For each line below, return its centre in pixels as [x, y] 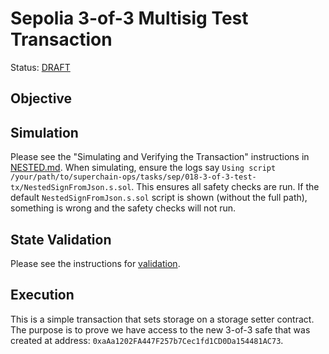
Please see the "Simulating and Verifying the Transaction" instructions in [160, 157]
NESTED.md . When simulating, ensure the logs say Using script [143, 168]
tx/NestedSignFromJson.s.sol [71, 188]
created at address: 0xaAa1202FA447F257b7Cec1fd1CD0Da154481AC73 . [147, 340]
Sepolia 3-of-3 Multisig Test [129, 18]
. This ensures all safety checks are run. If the [225, 187]
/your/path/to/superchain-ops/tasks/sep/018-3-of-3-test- [133, 177]
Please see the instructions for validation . [95, 263]
